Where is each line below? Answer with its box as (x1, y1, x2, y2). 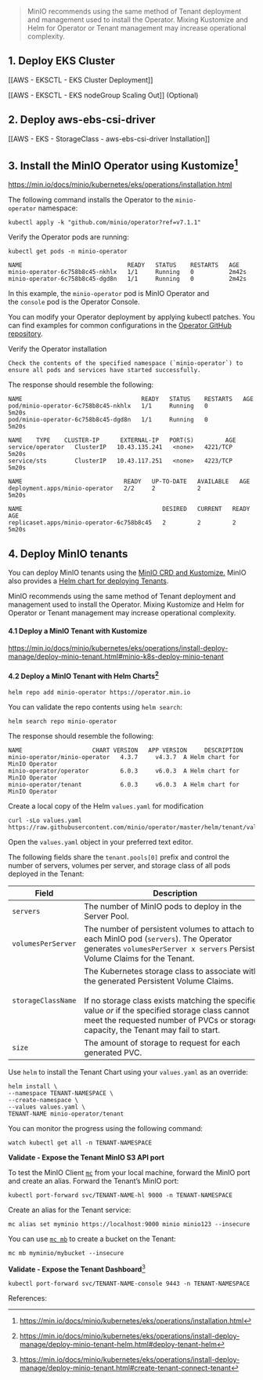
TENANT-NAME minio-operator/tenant (8, 1110, 124, 1118)
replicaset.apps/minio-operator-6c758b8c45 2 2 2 (8, 519, 236, 527)
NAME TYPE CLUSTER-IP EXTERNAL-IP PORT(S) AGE (8, 436, 236, 444)
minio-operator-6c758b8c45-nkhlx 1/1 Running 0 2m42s (8, 268, 247, 276)
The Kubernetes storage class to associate (83, 966, 241, 977)
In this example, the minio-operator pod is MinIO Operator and (8, 289, 210, 298)
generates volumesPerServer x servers (83, 944, 228, 955)
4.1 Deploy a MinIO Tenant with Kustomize (8, 626, 147, 635)
